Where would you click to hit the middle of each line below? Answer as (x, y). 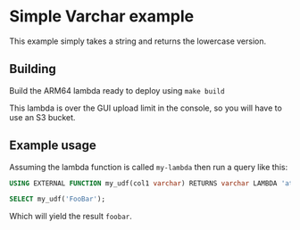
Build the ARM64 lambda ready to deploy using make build (117, 90)
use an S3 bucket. (42, 117)
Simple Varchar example (102, 16)
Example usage (53, 146)
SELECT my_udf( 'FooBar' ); (57, 199)
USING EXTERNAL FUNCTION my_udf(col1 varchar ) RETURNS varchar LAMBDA (143, 183)
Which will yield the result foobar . (71, 217)
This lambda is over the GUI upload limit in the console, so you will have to (146, 108)
